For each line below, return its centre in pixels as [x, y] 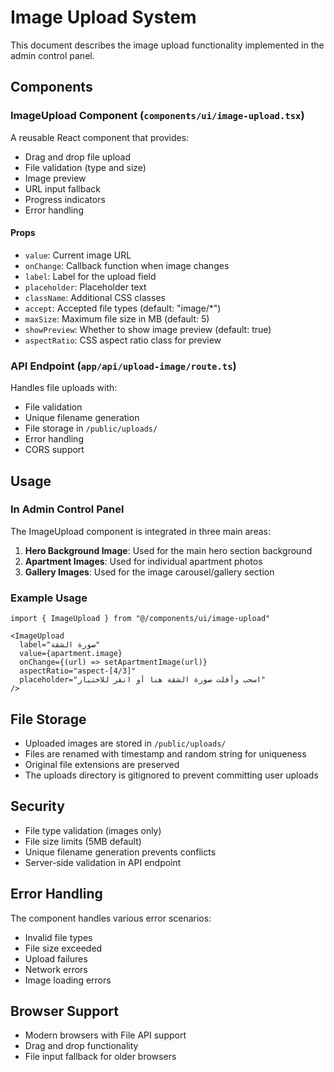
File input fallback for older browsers [100, 1057]
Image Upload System [103, 17]
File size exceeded [63, 948]
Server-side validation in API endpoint [103, 862]
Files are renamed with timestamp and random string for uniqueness [165, 753]
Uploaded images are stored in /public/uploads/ [125, 743]
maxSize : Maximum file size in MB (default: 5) [117, 318]
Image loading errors [68, 980]
